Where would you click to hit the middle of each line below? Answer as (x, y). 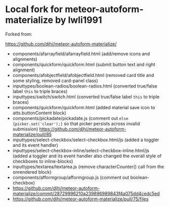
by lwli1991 (78, 20)
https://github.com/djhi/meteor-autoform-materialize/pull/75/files (80, 199)
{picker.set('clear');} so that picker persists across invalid (76, 123)
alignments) (25, 59)
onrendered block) (32, 172)
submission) (25, 129)
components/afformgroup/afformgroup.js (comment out (71, 177)
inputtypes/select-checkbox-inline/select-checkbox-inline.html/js (81, 150)
